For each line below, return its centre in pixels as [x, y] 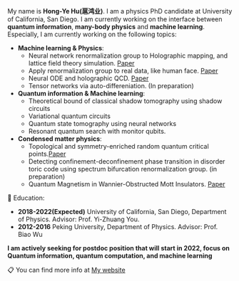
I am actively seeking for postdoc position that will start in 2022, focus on [119, 248]
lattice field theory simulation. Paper [81, 63]
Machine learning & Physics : [61, 48]
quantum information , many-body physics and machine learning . [106, 27]
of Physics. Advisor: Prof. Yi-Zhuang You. [78, 219]
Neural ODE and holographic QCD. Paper [88, 78]
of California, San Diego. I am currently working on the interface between [115, 19]
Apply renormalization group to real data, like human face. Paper [123, 71]
